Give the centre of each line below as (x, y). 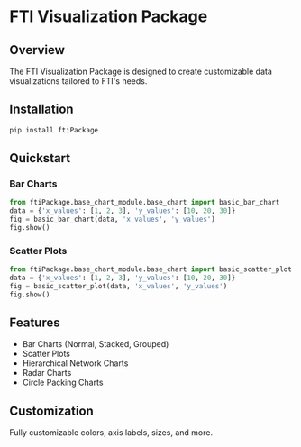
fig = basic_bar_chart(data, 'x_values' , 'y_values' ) (113, 219)
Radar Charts (47, 373)
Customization (52, 411)
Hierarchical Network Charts (75, 363)
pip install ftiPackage (54, 130)
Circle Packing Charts (63, 383)
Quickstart (40, 158)
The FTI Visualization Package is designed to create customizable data (141, 71)
